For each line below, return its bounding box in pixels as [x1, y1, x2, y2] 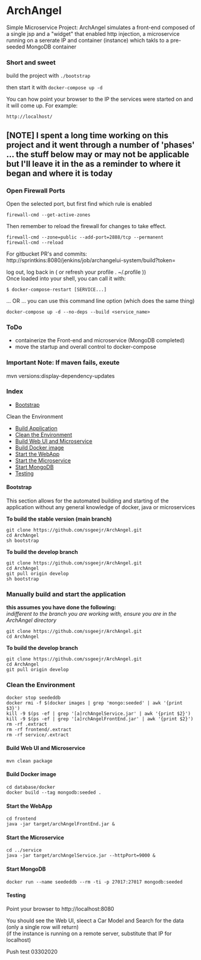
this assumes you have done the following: [6, 604, 116, 611]
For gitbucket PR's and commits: [6, 250, 88, 257]
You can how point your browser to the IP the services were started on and [6, 95, 194, 103]
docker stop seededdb [6, 694, 61, 701]
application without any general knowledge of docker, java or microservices [6, 504, 196, 511]
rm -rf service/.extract [6, 732, 69, 738]
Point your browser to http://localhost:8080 [6, 905, 114, 912]
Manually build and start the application [6, 590, 126, 598]
